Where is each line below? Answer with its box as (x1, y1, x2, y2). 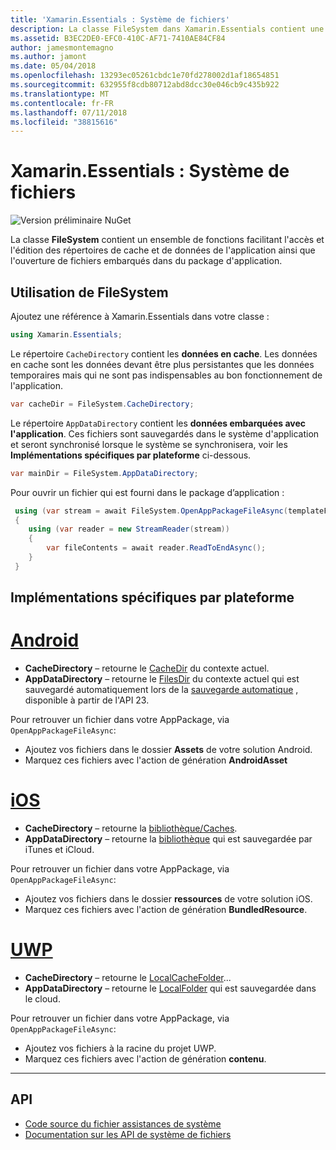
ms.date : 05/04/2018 (10, 61, 97, 71)
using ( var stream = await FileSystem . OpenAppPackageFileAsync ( (14, 506, 288, 516)
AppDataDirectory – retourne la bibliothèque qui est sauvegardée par (24, 833, 313, 845)
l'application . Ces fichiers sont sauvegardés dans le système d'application (10, 427, 320, 440)
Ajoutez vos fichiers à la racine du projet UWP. (24, 1042, 217, 1054)
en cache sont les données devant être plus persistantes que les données (10, 358, 315, 370)
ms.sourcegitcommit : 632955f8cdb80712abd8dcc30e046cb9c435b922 (10, 80, 280, 90)
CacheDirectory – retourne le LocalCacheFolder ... (24, 971, 232, 983)
